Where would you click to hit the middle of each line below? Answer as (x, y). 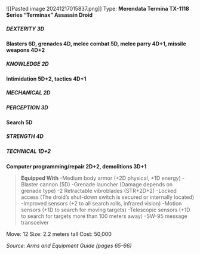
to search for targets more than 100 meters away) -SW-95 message (104, 216)
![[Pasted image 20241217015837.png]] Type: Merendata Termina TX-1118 (98, 9)
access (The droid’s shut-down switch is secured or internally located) (107, 197)
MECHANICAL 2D (28, 93)
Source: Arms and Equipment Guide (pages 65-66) (69, 245)
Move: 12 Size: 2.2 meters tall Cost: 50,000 (59, 234)
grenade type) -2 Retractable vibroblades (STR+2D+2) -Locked (99, 191)
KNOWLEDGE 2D (27, 64)
